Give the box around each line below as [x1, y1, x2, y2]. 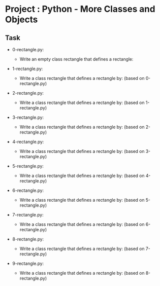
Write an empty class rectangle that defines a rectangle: [19, 56, 134, 62]
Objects [5, 14, 38, 25]
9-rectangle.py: [12, 260, 44, 266]
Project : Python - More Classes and [5, 3, 156, 15]
